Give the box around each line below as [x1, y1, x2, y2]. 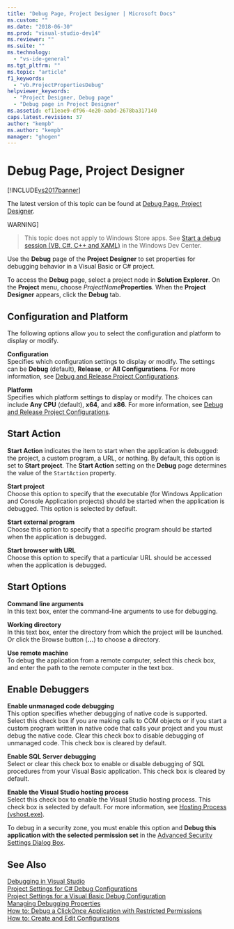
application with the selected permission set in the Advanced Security [7, 831, 213, 839]
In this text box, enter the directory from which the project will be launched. [7, 628, 224, 636]
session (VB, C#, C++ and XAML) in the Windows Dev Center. [24, 241, 202, 250]
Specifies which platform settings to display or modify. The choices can [7, 393, 213, 401]
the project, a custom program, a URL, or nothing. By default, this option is [7, 454, 221, 462]
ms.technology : [7, 49, 52, 56]
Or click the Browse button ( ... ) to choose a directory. [7, 635, 161, 644]
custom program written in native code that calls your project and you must [7, 724, 223, 733]
